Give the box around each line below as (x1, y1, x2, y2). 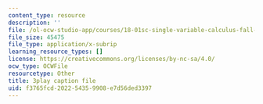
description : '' (8, 19, 61, 27)
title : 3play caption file (8, 77, 96, 84)
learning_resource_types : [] (8, 48, 103, 56)
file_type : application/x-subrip (8, 41, 117, 48)
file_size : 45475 (8, 33, 65, 41)
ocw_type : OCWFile (8, 63, 68, 70)
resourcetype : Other (8, 70, 76, 77)
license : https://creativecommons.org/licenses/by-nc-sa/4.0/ (8, 56, 215, 63)
